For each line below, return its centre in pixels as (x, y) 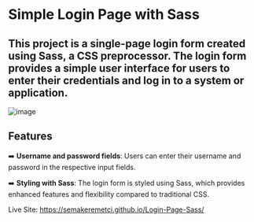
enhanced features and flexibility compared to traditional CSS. (109, 194)
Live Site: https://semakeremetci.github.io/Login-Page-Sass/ (106, 209)
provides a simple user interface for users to (119, 68)
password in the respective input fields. (72, 167)
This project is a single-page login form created (127, 44)
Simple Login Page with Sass (104, 15)
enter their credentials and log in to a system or (126, 80)
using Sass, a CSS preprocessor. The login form (127, 55)
